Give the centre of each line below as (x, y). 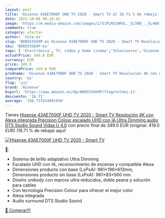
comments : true (21, 28)
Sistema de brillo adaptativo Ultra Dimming (55, 159)
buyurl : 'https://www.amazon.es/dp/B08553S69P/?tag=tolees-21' (71, 92)
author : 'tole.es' (24, 37)
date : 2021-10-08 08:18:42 (33, 19)
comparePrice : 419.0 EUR (30, 69)
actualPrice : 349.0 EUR (29, 55)
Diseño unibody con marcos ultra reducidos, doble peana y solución (81, 180)
